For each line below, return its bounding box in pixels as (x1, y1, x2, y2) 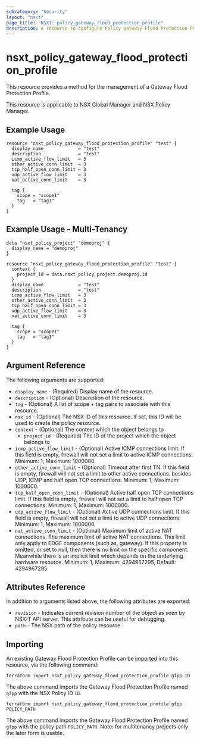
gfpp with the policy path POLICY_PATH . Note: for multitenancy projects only (6, 723, 189, 730)
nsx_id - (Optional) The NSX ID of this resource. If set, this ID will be (14, 413, 182, 420)
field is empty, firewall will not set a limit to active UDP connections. (14, 514, 181, 521)
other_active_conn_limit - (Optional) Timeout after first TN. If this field (14, 464, 189, 471)
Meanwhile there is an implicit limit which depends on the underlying (14, 552, 183, 559)
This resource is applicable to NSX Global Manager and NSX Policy (6, 101, 171, 108)
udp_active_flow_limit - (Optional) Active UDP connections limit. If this (14, 508, 190, 515)
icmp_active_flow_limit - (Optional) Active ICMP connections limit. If (14, 445, 185, 452)
